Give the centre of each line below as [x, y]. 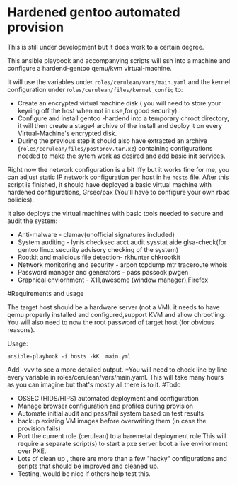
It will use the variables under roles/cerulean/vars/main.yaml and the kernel [119, 81]
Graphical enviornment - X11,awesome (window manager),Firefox [113, 280]
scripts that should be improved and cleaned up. [88, 466]
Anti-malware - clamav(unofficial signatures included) [96, 234]
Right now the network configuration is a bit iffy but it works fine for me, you [118, 169]
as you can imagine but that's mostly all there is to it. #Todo [94, 384]
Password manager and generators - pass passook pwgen [103, 272]
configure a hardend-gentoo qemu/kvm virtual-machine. [89, 68]
